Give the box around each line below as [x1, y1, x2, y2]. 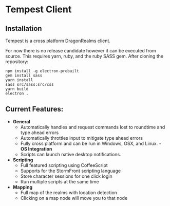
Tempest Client [5, 4, 72, 15]
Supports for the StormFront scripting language [20, 167, 121, 174]
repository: [5, 59, 29, 65]
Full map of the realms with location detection [20, 189, 117, 196]
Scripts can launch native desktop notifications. [20, 151, 122, 157]
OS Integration [20, 145, 52, 152]
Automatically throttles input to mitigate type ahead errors [20, 135, 143, 141]
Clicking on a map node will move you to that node [20, 195, 128, 201]
